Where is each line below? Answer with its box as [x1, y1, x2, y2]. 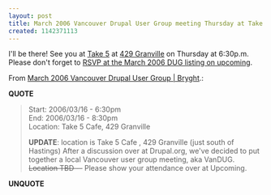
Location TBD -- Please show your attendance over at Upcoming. [28, 163, 247, 173]
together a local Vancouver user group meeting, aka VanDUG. [28, 155, 235, 164]
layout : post [8, 11, 53, 20]
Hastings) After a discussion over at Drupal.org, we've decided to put [28, 146, 260, 156]
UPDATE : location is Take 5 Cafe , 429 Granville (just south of [28, 138, 234, 147]
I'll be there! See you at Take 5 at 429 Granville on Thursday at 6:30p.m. [8, 49, 249, 59]
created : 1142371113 [8, 27, 79, 35]
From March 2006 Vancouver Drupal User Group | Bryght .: [8, 74, 204, 83]
